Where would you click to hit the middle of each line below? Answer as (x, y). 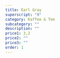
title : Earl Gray (23, 10)
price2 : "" (17, 38)
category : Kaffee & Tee (30, 19)
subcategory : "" (22, 24)
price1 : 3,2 (18, 33)
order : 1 (14, 47)
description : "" (22, 29)
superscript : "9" (23, 15)
